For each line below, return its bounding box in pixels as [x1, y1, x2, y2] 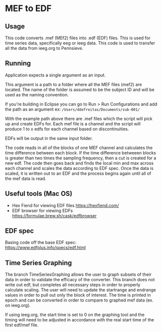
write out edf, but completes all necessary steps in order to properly [5, 282, 141, 288]
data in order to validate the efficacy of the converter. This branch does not [5, 277, 155, 283]
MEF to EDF [5, 3, 52, 14]
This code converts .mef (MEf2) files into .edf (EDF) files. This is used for [5, 35, 151, 41]
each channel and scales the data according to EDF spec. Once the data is [5, 165, 154, 171]
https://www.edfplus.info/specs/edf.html [5, 245, 86, 251]
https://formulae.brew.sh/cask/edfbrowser [12, 212, 97, 218]
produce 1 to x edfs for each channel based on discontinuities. [5, 126, 129, 132]
